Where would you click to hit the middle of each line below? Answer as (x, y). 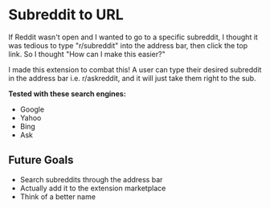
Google (32, 109)
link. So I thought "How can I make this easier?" (87, 54)
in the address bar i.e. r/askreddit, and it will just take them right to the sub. (132, 78)
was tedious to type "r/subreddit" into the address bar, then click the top (128, 45)
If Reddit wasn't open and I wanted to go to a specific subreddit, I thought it (133, 37)
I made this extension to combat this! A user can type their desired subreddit (135, 69)
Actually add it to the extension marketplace (93, 188)
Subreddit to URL (66, 15)
